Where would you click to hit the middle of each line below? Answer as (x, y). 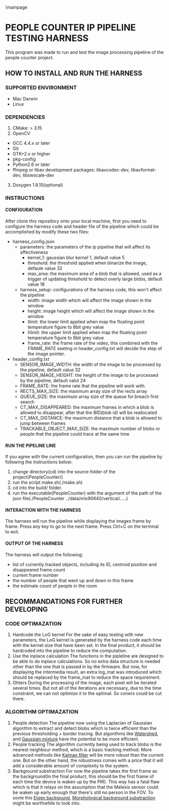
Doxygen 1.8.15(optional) (38, 185)
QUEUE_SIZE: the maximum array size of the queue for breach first (89, 396)
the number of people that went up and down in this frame (73, 580)
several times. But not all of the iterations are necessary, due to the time (87, 688)
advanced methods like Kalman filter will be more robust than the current (88, 755)
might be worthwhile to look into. (47, 803)
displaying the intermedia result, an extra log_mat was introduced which (87, 672)
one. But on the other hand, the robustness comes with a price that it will (88, 760)
